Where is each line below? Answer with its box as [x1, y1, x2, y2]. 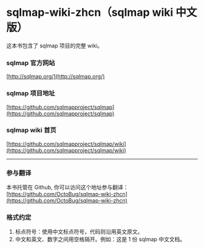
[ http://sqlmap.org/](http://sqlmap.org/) [6, 73, 105, 80]
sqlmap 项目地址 [6, 89, 55, 98]
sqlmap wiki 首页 [6, 126, 56, 134]
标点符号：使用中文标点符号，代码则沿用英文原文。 [15, 228, 143, 236]
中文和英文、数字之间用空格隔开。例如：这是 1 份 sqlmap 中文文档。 [15, 236, 186, 243]
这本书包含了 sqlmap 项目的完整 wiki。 [6, 42, 103, 49]
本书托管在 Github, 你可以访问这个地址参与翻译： [6, 183, 129, 191]
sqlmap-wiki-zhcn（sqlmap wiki [6, 5, 174, 19]
